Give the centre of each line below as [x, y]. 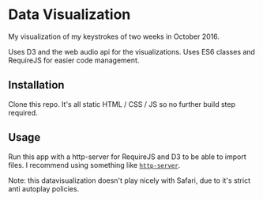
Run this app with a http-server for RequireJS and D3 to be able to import [127, 157]
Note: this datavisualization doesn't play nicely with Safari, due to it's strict [130, 180]
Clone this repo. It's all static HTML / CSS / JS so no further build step [122, 104]
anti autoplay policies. [44, 188]
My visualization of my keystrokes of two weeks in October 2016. [114, 36]
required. [23, 112]
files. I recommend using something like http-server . [94, 165]
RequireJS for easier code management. [74, 60]
